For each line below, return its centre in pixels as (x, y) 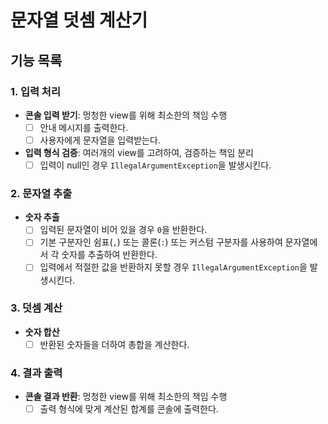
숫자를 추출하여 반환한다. (109, 255)
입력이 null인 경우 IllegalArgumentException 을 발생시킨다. (155, 165)
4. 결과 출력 (36, 373)
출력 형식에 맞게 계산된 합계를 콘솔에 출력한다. (129, 409)
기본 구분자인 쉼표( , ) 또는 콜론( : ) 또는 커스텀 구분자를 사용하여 (161, 242)
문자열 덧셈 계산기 (79, 20)
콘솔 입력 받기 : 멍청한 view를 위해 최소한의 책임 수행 (126, 115)
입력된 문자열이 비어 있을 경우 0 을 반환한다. (123, 230)
